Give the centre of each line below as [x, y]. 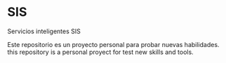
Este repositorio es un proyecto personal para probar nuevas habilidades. [113, 44]
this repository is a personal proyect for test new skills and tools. [101, 52]
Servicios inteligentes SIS [44, 31]
